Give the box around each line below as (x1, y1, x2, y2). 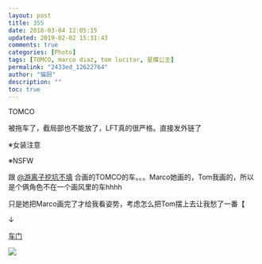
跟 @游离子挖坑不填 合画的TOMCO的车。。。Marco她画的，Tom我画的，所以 (8, 172, 254, 182)
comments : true (8, 41, 59, 49)
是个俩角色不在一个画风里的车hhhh (8, 182, 123, 192)
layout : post (8, 11, 52, 20)
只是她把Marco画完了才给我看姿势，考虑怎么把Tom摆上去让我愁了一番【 (8, 199, 245, 209)
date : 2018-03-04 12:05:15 (8, 26, 98, 34)
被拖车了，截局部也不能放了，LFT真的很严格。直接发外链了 (8, 124, 202, 133)
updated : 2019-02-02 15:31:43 (8, 33, 109, 42)
